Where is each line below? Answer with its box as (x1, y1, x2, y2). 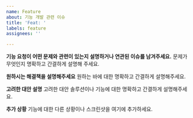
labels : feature (6, 25, 46, 31)
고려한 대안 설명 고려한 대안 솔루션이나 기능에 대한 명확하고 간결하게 (6, 85, 162, 93)
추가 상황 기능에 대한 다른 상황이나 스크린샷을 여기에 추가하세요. (6, 106, 153, 113)
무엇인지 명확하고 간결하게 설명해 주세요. (6, 60, 99, 68)
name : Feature (6, 8, 41, 15)
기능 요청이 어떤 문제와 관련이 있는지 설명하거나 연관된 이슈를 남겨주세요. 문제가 (6, 53, 188, 60)
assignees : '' (6, 31, 41, 37)
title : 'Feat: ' (6, 20, 46, 25)
